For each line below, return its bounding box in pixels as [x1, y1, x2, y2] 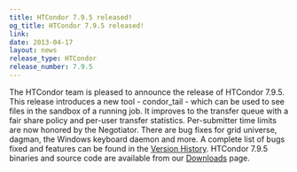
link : [9, 29, 29, 38]
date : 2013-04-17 [9, 37, 74, 47]
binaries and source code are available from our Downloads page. [9, 152, 251, 163]
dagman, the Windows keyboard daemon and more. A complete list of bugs [9, 134, 285, 145]
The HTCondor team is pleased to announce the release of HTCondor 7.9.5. [9, 86, 285, 98]
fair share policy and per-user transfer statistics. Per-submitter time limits [9, 114, 277, 125]
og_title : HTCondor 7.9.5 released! [9, 21, 145, 30]
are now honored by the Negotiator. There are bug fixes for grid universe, [9, 124, 277, 135]
